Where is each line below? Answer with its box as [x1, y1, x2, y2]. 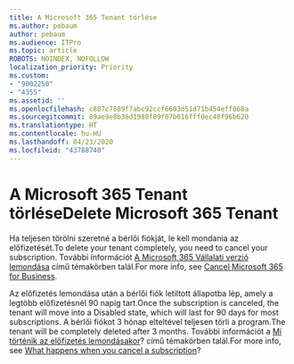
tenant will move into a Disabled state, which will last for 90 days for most [9, 307, 279, 318]
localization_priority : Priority [9, 63, 134, 72]
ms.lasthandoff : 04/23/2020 [9, 137, 114, 146]
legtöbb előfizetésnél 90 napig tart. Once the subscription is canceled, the [9, 297, 279, 308]
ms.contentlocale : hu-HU [9, 129, 102, 138]
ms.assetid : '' [9, 95, 66, 105]
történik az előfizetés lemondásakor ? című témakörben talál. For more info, [9, 335, 282, 346]
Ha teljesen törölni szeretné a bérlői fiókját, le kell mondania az [9, 233, 239, 244]
